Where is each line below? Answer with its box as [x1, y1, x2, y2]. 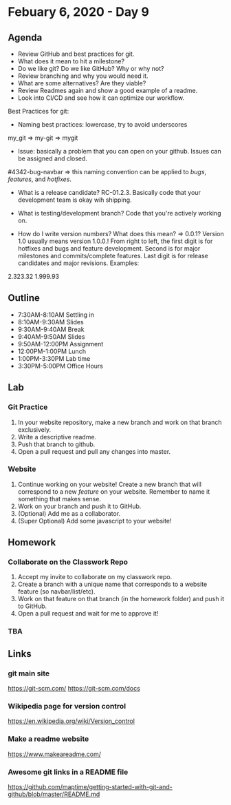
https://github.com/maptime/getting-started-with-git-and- [8, 782, 173, 791]
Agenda [8, 32, 43, 43]
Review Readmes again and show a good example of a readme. [17, 87, 198, 94]
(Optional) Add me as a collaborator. [17, 509, 121, 517]
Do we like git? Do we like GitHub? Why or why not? [17, 65, 164, 72]
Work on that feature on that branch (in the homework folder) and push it [17, 595, 225, 603]
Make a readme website [8, 734, 89, 744]
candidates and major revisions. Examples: [17, 259, 140, 267]
